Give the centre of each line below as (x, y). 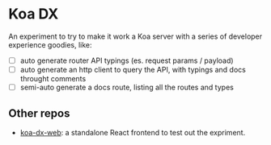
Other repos (39, 113)
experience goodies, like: (50, 44)
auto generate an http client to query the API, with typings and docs (133, 70)
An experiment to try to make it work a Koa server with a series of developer (135, 36)
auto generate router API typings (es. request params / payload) (127, 60)
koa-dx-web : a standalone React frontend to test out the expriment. (133, 132)
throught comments (53, 79)
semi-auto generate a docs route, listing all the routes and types (127, 87)
